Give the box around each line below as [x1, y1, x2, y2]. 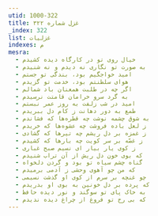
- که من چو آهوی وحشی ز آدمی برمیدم [15, 166, 136, 174]
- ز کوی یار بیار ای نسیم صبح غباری [15, 144, 136, 152]
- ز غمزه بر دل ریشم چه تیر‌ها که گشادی [15, 129, 147, 137]
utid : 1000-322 [8, 11, 58, 20]
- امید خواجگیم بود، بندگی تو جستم [15, 70, 133, 78]
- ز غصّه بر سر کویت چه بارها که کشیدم [15, 136, 144, 145]
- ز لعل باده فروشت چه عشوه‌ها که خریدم [15, 122, 147, 130]
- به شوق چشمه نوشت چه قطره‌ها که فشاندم [15, 115, 150, 123]
